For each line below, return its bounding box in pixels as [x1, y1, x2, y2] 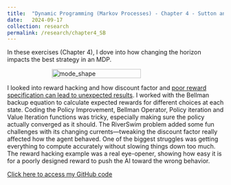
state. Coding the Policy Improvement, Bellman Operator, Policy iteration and [7, 106, 224, 114]
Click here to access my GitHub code [7, 170, 113, 179]
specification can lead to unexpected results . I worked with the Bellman [7, 91, 210, 100]
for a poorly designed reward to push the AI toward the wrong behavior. [7, 157, 210, 165]
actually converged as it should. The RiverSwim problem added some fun [7, 120, 214, 129]
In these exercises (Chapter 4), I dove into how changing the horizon [7, 48, 201, 56]
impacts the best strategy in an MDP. [7, 56, 112, 64]
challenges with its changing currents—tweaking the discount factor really [7, 128, 218, 136]
